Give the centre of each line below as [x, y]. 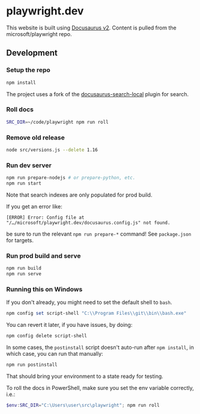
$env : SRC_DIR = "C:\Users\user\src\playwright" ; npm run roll [83, 405]
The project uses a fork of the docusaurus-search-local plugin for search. [98, 94]
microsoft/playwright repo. [39, 34]
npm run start [24, 184]
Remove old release [35, 138]
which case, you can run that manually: [55, 353]
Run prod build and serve [44, 255]
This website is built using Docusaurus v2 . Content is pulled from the [91, 28]
